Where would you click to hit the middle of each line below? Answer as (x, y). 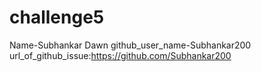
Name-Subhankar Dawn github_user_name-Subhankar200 (130, 45)
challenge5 (57, 17)
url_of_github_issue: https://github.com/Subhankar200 (120, 55)
